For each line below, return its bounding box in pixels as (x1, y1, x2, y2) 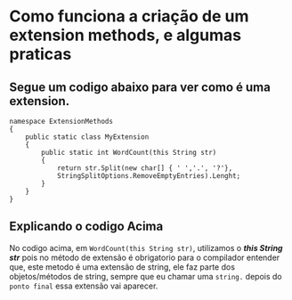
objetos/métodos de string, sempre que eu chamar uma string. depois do (9, 271, 282, 281)
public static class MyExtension (25, 133, 150, 142)
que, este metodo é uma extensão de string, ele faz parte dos (9, 261, 236, 272)
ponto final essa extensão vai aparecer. (9, 280, 158, 291)
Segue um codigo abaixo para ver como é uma (9, 79, 272, 94)
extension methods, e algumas (9, 25, 242, 45)
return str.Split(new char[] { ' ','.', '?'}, (56, 164, 233, 173)
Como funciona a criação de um (9, 6, 249, 27)
